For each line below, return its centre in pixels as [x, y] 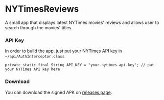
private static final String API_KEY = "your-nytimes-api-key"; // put [80, 65]
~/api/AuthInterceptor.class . [35, 56]
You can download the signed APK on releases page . [59, 92]
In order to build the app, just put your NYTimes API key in [64, 51]
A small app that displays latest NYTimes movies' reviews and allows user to [82, 22]
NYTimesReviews [42, 9]
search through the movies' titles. [39, 27]
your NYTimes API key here [33, 69]
